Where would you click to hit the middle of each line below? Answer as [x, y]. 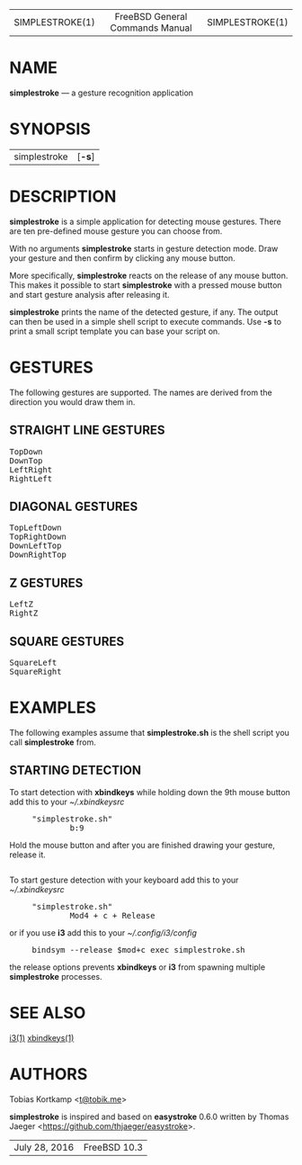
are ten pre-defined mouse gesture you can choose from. [116, 231]
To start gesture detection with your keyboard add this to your [124, 880]
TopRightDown [38, 537]
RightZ [24, 614]
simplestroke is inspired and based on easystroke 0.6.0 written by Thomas [149, 1116]
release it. [28, 855]
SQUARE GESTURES [67, 641]
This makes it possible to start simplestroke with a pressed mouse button [146, 285]
